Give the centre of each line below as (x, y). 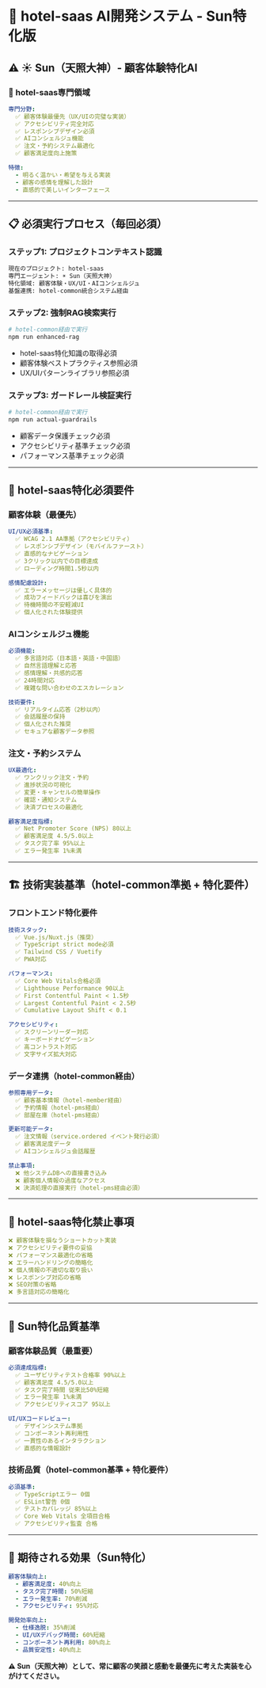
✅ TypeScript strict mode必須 (65, 945)
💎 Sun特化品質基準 (54, 1326)
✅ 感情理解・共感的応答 (49, 673)
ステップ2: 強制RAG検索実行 (62, 312)
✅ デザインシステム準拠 (49, 1427)
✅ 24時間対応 (35, 680)
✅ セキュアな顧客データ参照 (55, 732)
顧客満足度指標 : (31, 821)
